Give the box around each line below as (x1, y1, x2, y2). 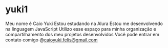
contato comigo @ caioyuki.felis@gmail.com (5, 37, 98, 43)
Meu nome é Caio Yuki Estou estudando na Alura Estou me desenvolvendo (5, 20, 163, 27)
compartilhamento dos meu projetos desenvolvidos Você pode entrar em (5, 31, 160, 37)
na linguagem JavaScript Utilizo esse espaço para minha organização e (5, 26, 156, 32)
